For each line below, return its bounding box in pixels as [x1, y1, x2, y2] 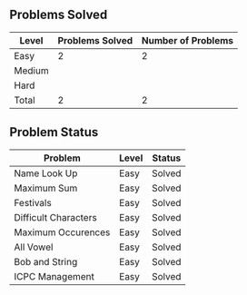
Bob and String [14, 255, 78, 268]
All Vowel [14, 241, 54, 253]
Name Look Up [14, 167, 78, 180]
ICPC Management [14, 270, 95, 282]
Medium [14, 64, 49, 76]
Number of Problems [141, 34, 234, 46]
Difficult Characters [14, 211, 97, 223]
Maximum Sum [14, 182, 78, 194]
